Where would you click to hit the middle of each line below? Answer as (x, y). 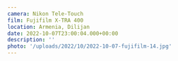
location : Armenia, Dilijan (49, 27)
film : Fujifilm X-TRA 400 (45, 20)
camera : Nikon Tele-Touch (45, 14)
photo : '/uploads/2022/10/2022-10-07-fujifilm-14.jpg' (90, 46)
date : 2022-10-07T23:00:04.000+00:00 (63, 33)
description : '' (31, 40)
